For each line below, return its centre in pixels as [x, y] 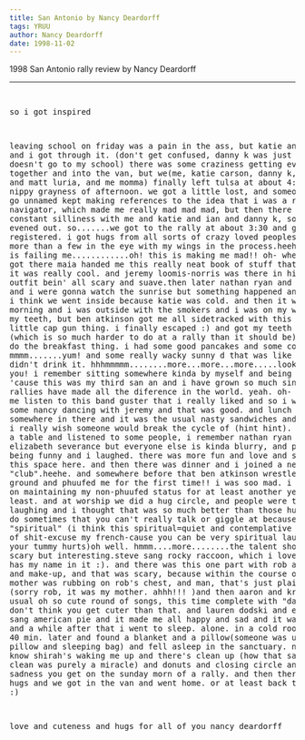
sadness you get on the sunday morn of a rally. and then [141, 674]
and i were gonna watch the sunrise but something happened [146, 292]
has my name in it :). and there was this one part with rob [148, 565]
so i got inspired [50, 112]
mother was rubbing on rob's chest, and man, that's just [141, 583]
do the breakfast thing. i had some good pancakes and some [146, 346]
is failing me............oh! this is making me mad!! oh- [144, 255]
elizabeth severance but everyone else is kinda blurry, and [148, 446]
